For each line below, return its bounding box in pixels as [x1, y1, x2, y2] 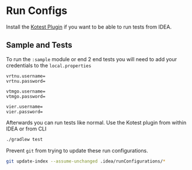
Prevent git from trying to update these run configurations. [6, 147, 148, 154]
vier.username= [6, 104, 43, 109]
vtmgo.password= [6, 93, 46, 100]
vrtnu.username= [6, 73, 46, 79]
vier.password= [6, 109, 43, 115]
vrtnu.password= [6, 78, 46, 84]
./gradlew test [6, 136, 43, 142]
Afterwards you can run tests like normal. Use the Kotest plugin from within [6, 119, 187, 126]
